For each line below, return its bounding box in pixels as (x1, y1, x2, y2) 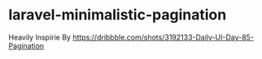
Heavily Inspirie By (8, 32, 72, 42)
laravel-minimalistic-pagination (8, 6, 227, 24)
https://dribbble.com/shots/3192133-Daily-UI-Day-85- (72, 32, 255, 42)
